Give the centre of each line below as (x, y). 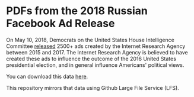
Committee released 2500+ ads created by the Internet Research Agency (96, 46)
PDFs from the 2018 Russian (77, 11)
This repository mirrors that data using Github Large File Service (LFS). (93, 88)
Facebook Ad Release (61, 23)
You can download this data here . (47, 76)
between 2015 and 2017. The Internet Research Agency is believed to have (97, 52)
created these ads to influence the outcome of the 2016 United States (91, 59)
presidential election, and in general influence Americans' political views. (95, 65)
